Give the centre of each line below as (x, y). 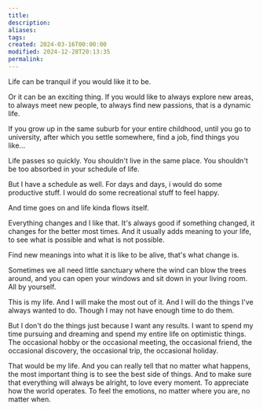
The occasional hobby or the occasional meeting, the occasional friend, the (130, 342)
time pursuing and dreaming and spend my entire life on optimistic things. (127, 334)
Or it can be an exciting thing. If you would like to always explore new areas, (131, 97)
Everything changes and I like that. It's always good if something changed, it (131, 223)
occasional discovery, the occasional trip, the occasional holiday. (113, 350)
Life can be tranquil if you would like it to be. (80, 81)
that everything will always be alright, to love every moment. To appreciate (128, 383)
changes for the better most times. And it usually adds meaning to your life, (130, 231)
